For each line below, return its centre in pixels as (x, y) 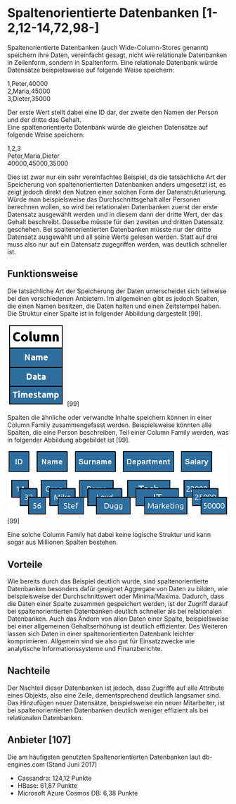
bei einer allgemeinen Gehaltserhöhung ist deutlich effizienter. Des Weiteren (118, 626)
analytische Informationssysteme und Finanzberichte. (85, 648)
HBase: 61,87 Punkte (47, 785)
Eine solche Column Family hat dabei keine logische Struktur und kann (109, 535)
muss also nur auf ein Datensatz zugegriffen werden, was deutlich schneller (117, 244)
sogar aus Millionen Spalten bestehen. (63, 542)
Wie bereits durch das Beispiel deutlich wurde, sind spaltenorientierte (108, 581)
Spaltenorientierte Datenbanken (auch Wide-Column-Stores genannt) (108, 47)
